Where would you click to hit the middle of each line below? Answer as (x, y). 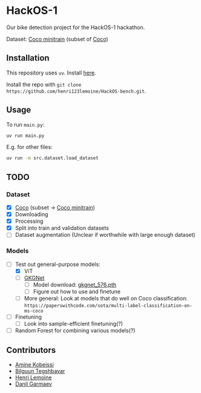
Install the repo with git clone (44, 84)
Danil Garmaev (34, 384)
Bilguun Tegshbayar (40, 371)
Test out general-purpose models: (58, 264)
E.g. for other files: (29, 147)
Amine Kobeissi (35, 365)
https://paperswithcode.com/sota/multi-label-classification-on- (108, 305)
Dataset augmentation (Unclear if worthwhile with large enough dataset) (105, 235)
